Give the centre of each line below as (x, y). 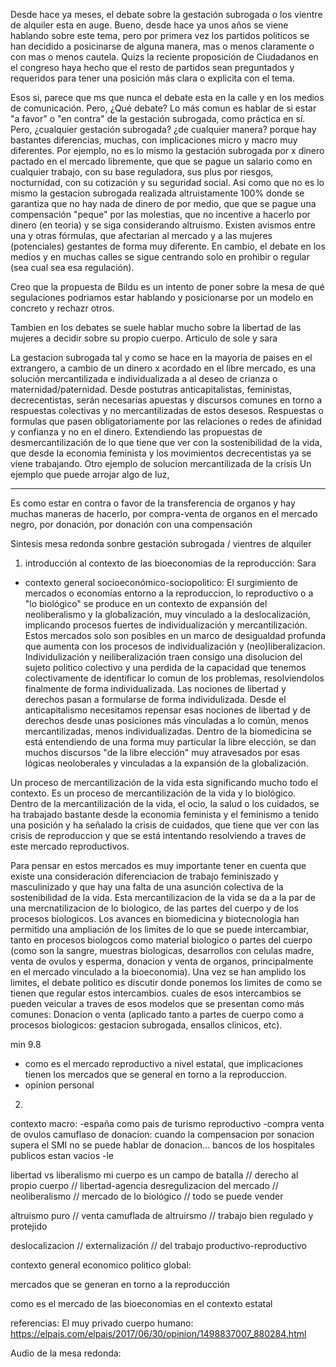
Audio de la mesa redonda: (66, 1353)
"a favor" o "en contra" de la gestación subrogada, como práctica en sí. (158, 118)
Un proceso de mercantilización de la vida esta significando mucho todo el (164, 782)
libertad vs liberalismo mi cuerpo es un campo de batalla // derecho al (154, 1175)
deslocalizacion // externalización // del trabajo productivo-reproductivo (159, 1245)
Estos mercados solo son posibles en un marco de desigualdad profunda (175, 635)
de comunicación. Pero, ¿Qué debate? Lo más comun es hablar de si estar (163, 108)
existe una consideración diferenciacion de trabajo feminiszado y (144, 876)
